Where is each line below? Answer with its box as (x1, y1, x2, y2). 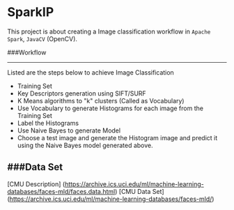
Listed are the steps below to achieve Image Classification (7, 68, 174, 77)
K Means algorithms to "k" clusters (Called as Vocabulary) (17, 96, 185, 105)
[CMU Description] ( (7, 179, 65, 188)
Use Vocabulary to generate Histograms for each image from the (17, 104, 204, 112)
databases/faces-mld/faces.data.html (7, 187, 116, 195)
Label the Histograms (17, 119, 79, 127)
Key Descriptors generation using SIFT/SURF (17, 89, 146, 98)
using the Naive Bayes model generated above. (17, 141, 153, 149)
